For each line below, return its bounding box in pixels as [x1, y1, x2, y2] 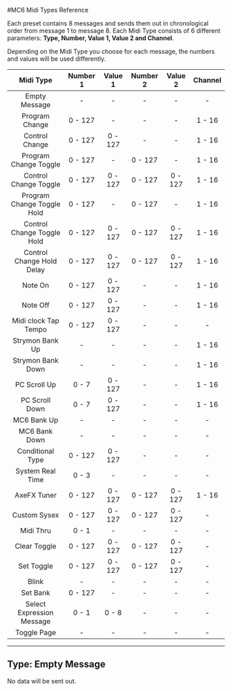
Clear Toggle [14, 542, 57, 551]
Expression [17, 608, 54, 617]
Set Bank [21, 588, 50, 597]
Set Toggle [18, 561, 54, 571]
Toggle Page [14, 628, 57, 637]
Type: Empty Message [7, 659, 106, 670]
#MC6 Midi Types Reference [7, 6, 88, 14]
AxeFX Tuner [14, 491, 57, 500]
